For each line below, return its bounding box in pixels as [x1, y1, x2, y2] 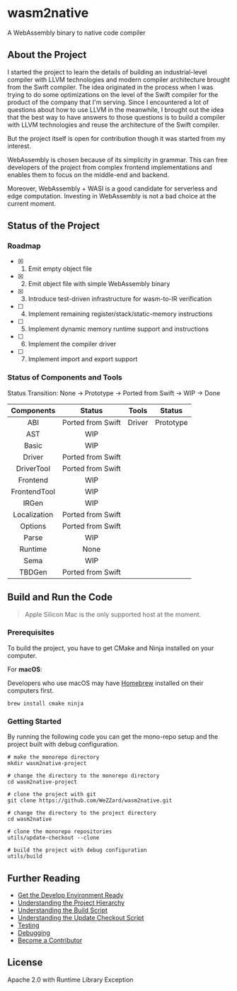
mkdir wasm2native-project [7, 760, 87, 767]
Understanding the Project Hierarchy [17, 898, 125, 907]
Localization [13, 509, 54, 519]
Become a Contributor [17, 936, 83, 944]
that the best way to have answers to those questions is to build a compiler [7, 113, 226, 121]
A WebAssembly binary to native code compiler [7, 28, 146, 37]
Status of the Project [7, 220, 100, 232]
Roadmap [7, 241, 41, 251]
